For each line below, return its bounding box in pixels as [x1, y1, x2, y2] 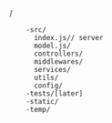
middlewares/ [33, 57, 84, 67]
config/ [33, 81, 64, 90]
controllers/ [33, 49, 84, 58]
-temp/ [25, 105, 51, 114]
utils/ [33, 73, 59, 82]
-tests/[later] [25, 89, 84, 98]
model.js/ [33, 41, 71, 50]
